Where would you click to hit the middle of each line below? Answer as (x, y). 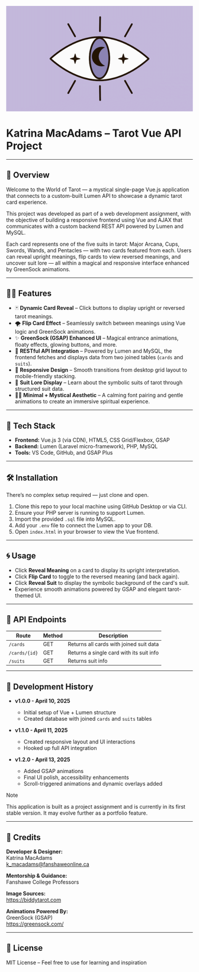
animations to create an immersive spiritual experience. (82, 401)
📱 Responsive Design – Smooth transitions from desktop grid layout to (101, 370)
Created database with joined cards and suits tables (88, 719)
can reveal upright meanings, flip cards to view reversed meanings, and (94, 257)
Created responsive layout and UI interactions (79, 742)
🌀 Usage (21, 556)
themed (24, 595)
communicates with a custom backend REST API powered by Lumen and (95, 226)
